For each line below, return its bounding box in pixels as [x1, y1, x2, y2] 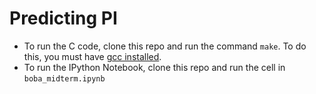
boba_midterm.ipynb [23, 73, 106, 84]
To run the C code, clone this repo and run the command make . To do [23, 40, 307, 52]
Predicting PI [9, 7, 118, 30]
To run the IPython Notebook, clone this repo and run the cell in [23, 61, 286, 73]
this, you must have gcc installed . [23, 50, 162, 62]
